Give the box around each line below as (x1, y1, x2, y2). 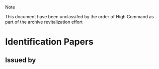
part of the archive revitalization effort (5, 19, 83, 25)
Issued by (5, 56, 36, 64)
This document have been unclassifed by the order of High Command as (5, 14, 154, 19)
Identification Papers (5, 36, 93, 47)
